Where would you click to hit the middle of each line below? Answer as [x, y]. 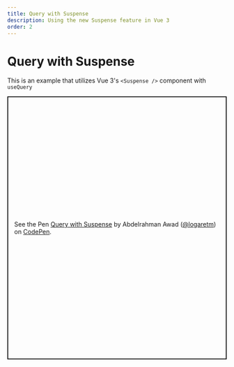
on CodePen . [33, 232]
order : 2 [20, 27]
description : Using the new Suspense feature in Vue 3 [88, 20]
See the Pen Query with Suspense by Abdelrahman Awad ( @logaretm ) [115, 224]
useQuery [20, 87]
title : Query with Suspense [48, 14]
